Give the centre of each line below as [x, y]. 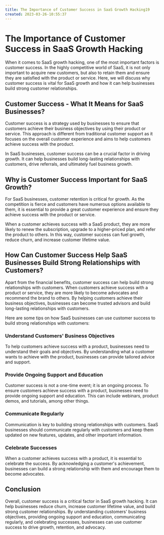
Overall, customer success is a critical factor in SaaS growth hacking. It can [81, 501]
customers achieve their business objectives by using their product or [75, 128]
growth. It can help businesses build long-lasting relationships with [72, 159]
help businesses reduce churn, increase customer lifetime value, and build [80, 506]
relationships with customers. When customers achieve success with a [77, 287]
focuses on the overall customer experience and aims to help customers [78, 139]
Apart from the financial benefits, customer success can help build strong [79, 282]
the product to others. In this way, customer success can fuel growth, [75, 235]
